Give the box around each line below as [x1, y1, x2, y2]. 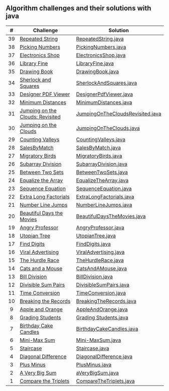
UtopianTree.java [76, 232, 116, 239]
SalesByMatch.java [76, 144, 121, 151]
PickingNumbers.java [76, 43, 126, 50]
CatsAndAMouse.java [76, 265, 127, 272]
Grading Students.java [76, 314, 128, 321]
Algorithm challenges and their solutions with [6, 4, 151, 13]
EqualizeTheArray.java [76, 177, 129, 184]
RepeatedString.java [76, 35, 124, 42]
